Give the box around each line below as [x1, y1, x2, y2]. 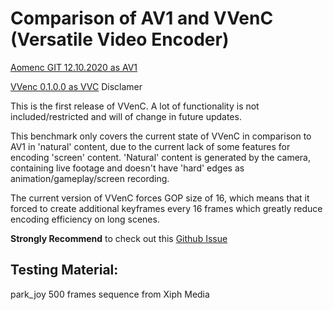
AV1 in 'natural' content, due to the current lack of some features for [10, 140, 291, 152]
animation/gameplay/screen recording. [10, 172, 170, 184]
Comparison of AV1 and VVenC [10, 7, 274, 30]
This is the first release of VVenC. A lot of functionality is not [10, 100, 260, 112]
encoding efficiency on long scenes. [10, 213, 160, 225]
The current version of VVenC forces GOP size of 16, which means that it [10, 192, 310, 204]
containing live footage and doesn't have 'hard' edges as [10, 162, 245, 174]
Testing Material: [10, 262, 119, 279]
